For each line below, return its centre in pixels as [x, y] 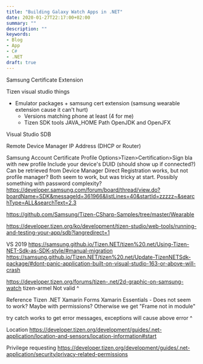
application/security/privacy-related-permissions [67, 354]
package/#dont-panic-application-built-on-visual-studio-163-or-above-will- [101, 263]
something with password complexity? [54, 183]
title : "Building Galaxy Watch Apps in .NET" [64, 12]
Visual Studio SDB [29, 134]
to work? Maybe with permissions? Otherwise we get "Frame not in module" [101, 306]
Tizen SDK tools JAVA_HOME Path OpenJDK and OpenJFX [97, 122]
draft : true [21, 62]
